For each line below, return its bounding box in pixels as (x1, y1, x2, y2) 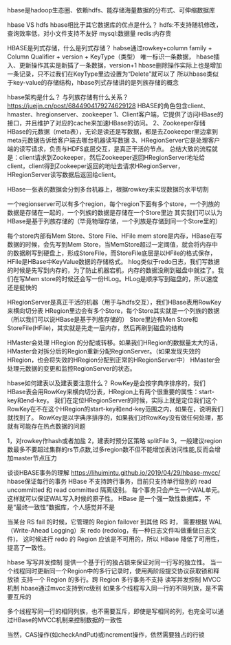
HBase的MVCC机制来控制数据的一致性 (12, 616, 122, 624)
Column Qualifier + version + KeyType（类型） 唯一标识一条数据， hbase (7, 52, 214, 61)
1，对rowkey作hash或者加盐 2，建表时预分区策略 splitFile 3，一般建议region (7, 437, 223, 444)
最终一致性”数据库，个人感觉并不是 (16, 503, 115, 511)
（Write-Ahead (7, 526, 49, 534)
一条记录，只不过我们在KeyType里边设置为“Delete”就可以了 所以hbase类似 (7, 70, 219, 78)
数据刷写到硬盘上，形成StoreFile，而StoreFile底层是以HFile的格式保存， (12, 249, 217, 257)
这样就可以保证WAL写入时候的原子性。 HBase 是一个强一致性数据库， (7, 495, 205, 502)
